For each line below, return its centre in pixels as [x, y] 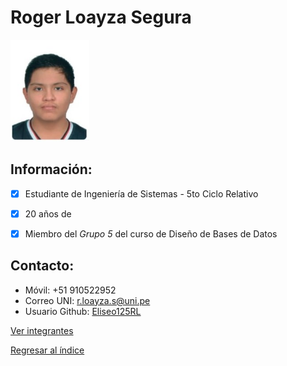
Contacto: [42, 266]
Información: [51, 169]
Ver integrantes [42, 330]
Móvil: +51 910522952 [70, 290]
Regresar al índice [47, 350]
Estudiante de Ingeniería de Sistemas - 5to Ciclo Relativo [141, 193]
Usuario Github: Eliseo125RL [83, 311]
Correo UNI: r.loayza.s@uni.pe [87, 300]
